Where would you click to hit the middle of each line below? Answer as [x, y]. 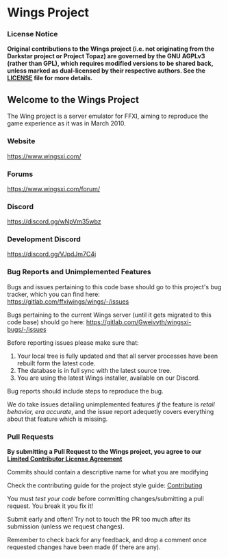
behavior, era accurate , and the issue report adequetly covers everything [111, 411]
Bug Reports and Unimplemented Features [79, 272]
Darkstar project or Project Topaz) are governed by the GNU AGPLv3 [106, 56]
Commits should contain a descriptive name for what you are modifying [108, 472]
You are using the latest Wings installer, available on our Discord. [109, 378]
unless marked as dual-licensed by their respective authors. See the [106, 71]
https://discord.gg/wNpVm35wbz [54, 221]
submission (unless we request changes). [66, 526]
